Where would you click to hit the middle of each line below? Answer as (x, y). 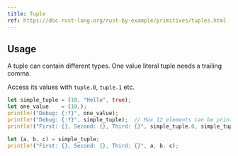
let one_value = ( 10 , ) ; (47, 107)
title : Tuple (27, 14)
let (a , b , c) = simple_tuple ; (53, 139)
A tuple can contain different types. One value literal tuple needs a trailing (115, 66)
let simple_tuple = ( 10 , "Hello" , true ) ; (69, 100)
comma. (19, 73)
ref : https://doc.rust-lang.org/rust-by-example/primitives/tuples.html (117, 20)
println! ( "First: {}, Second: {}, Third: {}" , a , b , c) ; (93, 145)
